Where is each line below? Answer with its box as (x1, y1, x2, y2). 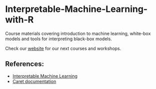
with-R (5, 14, 34, 25)
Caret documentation (12, 78, 56, 84)
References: (5, 60, 44, 68)
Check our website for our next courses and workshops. (5, 45, 121, 51)
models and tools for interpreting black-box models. (5, 36, 112, 42)
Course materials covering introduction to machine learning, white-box (5, 30, 151, 36)
